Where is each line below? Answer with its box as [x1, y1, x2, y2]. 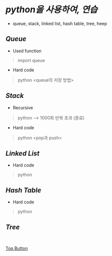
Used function [12, 48, 42, 54]
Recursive [12, 105, 33, 111]
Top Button [5, 246, 28, 251]
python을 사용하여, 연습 [5, 4, 98, 15]
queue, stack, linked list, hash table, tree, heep [12, 20, 108, 27]
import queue [17, 57, 45, 63]
